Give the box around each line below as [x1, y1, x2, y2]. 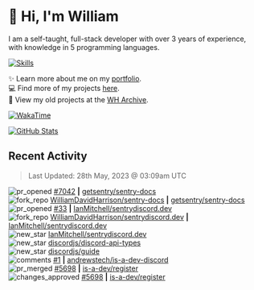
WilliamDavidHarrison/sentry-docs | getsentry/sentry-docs [50, 195, 245, 205]
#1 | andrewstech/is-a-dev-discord [53, 255, 169, 264]
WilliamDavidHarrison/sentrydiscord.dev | [50, 212, 189, 222]
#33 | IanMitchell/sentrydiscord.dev [53, 203, 173, 213]
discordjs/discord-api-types [47, 238, 141, 247]
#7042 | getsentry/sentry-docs [53, 186, 157, 196]
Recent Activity [8, 149, 88, 164]
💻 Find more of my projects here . [8, 83, 120, 93]
